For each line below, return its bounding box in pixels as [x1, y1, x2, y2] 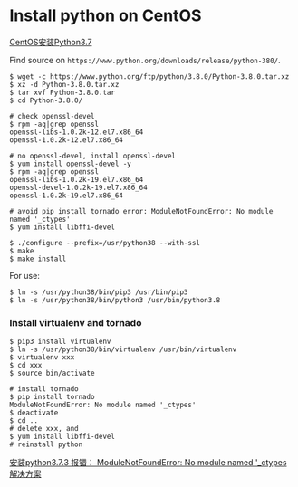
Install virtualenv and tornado [9, 316, 142, 329]
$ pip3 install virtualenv [9, 337, 111, 347]
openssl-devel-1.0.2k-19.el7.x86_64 [9, 183, 148, 192]
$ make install [9, 254, 67, 263]
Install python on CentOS [9, 5, 202, 26]
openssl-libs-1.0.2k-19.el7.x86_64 [9, 175, 144, 184]
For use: [9, 270, 41, 281]
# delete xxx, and [9, 425, 79, 434]
